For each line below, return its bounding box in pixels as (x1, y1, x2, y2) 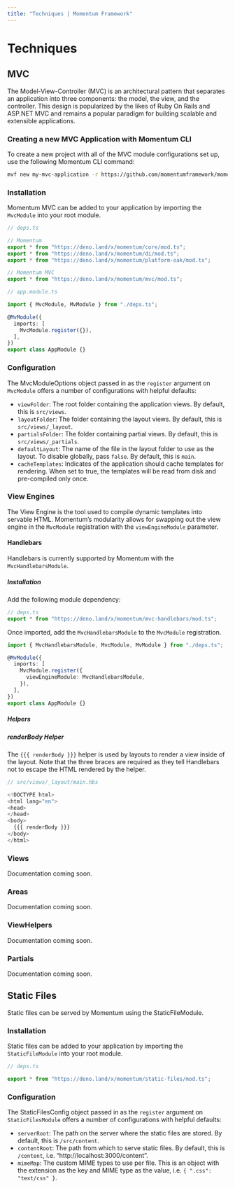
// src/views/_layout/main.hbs (7, 778, 99, 785)
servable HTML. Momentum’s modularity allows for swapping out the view (7, 515, 222, 523)
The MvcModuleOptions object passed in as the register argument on (7, 379, 211, 387)
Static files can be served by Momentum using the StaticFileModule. (7, 1008, 204, 1016)
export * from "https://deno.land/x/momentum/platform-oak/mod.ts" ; (7, 256, 211, 263)
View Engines (7, 492, 55, 502)
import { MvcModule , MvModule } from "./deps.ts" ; (7, 301, 158, 308)
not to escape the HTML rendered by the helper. (7, 765, 147, 773)
